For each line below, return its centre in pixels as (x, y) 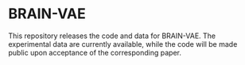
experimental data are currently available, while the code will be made (123, 44)
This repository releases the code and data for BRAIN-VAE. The (112, 36)
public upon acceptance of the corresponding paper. (95, 52)
